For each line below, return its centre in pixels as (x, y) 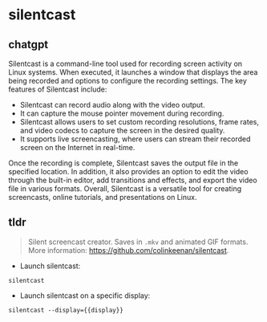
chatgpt (28, 45)
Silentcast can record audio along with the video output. (113, 105)
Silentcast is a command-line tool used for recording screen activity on (125, 63)
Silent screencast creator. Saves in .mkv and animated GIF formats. (138, 242)
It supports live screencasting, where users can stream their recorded (135, 139)
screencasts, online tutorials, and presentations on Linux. (103, 197)
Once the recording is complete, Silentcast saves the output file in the (123, 163)
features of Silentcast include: (58, 89)
